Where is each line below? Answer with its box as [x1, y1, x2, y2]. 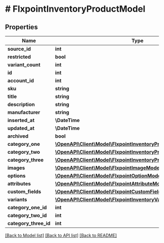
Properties [5, 23, 38, 31]
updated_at [7, 125, 35, 131]
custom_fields [7, 188, 41, 195]
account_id [7, 77, 34, 84]
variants [7, 196, 27, 203]
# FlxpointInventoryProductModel [5, 3, 145, 15]
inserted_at [7, 117, 35, 123]
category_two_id [7, 212, 47, 219]
